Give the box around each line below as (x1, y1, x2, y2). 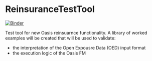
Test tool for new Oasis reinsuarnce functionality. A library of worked (5, 29, 147, 35)
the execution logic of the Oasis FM (12, 50, 86, 56)
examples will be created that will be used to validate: (5, 35, 116, 41)
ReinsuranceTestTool (5, 3, 95, 15)
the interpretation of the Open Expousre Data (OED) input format (12, 44, 146, 50)
